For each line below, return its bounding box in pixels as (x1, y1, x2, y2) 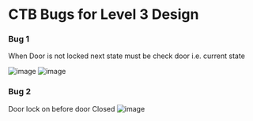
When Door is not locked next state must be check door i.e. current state (8, 51, 245, 60)
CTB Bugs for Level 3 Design (8, 5, 199, 24)
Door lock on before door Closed (8, 104, 115, 113)
